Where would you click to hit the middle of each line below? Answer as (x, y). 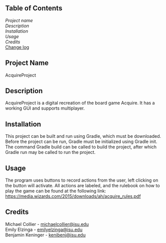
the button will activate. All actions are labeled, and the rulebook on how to (82, 186)
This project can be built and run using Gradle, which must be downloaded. (83, 136)
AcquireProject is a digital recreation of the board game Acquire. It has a (80, 103)
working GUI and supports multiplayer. (45, 108)
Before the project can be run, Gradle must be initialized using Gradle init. (81, 142)
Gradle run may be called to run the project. (50, 152)
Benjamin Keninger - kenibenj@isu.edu (46, 235)
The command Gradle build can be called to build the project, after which (81, 147)
